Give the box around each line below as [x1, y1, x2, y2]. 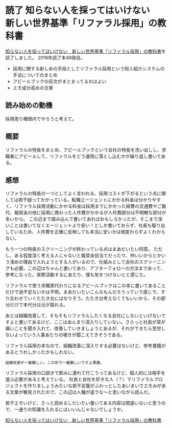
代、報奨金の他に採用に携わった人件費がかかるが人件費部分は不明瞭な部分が [5, 209, 166, 216]
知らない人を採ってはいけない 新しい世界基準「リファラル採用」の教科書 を [5, 48, 166, 54]
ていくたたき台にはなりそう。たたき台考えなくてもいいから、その [22, 295, 161, 302]
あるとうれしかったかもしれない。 [5, 349, 77, 355]
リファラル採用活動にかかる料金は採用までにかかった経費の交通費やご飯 [14, 203, 166, 209]
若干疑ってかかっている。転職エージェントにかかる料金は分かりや [18, 197, 157, 203]
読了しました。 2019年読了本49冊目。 [5, 54, 85, 60]
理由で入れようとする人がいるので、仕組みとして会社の [22, 259, 139, 265]
